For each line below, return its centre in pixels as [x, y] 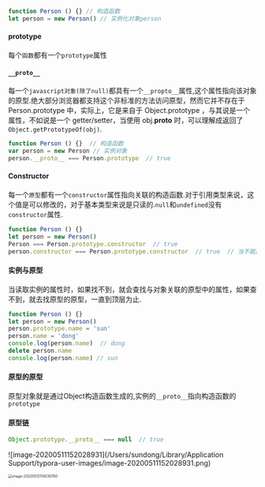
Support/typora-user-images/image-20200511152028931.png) [110, 463]
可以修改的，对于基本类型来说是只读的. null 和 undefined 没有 [125, 204]
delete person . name [40, 351]
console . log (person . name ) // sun [63, 358]
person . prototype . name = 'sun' [60, 329]
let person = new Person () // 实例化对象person [85, 19]
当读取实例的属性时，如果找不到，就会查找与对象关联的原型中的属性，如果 [129, 289]
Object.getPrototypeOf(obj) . [55, 129]
